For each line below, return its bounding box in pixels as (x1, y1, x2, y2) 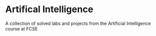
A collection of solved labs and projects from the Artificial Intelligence (5, 20, 151, 26)
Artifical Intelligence (5, 4, 93, 15)
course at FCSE (5, 25, 38, 31)
